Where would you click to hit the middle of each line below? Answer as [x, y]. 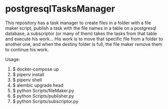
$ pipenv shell [27, 80]
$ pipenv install [28, 74]
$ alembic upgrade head [38, 85]
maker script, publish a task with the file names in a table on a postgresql [81, 28]
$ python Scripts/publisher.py [43, 96]
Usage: [13, 59]
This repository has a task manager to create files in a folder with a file [78, 23]
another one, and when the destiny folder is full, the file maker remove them [84, 44]
